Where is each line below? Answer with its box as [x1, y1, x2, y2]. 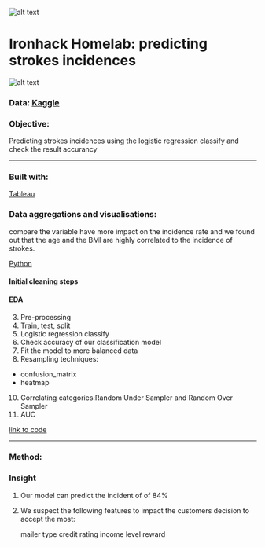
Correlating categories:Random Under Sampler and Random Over [20, 393, 234, 402]
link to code [9, 424, 47, 434]
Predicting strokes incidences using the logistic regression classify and [9, 136, 239, 145]
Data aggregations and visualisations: [9, 209, 157, 220]
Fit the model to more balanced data [20, 346, 138, 355]
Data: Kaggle [9, 97, 60, 108]
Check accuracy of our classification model [20, 337, 162, 347]
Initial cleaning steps [9, 277, 79, 286]
